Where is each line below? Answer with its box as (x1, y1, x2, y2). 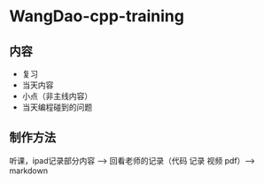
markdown (9, 165, 49, 176)
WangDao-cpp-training (9, 6, 184, 27)
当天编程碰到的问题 (21, 102, 93, 112)
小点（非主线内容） (21, 91, 93, 101)
